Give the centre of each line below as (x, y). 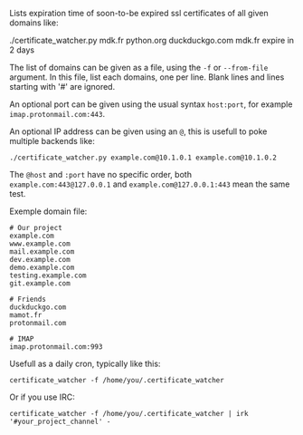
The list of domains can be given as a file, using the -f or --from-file (139, 68)
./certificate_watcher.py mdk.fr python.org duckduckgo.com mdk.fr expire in (152, 40)
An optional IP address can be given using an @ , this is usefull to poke (138, 131)
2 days (22, 50)
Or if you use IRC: (42, 397)
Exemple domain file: (48, 211)
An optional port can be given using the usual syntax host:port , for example (151, 104)
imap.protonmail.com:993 (56, 347)
